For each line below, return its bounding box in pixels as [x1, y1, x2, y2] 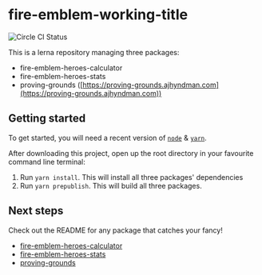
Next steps [8, 204, 64, 217]
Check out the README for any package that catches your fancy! [8, 225, 224, 235]
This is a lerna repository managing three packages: [8, 47, 180, 57]
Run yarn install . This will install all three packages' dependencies [19, 172, 244, 181]
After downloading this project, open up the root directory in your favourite [8, 148, 254, 157]
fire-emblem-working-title [8, 6, 189, 24]
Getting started [8, 112, 86, 126]
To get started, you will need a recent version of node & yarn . [8, 133, 208, 142]
